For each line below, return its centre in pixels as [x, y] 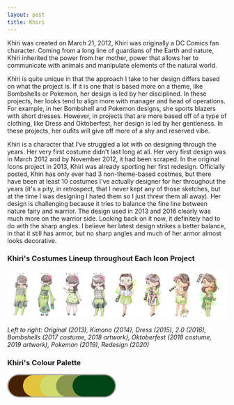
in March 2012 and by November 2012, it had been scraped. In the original [113, 159]
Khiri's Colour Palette [44, 363]
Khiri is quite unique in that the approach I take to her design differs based [114, 79]
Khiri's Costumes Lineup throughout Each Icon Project [101, 258]
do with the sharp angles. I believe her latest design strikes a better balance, [117, 226]
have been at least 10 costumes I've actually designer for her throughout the [117, 181]
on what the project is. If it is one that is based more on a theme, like [105, 86]
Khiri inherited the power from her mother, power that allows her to [103, 58]
